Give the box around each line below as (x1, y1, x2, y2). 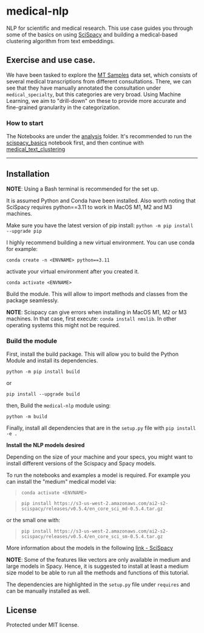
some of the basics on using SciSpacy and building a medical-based (6, 30, 178, 38)
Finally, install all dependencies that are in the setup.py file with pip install (6, 425, 196, 432)
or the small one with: (6, 517, 61, 524)
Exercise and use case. (6, 55, 96, 65)
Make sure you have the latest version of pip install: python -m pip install (6, 221, 194, 229)
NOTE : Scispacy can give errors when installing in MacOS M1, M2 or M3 (6, 308, 187, 316)
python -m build (6, 414, 47, 420)
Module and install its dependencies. (6, 357, 98, 364)
